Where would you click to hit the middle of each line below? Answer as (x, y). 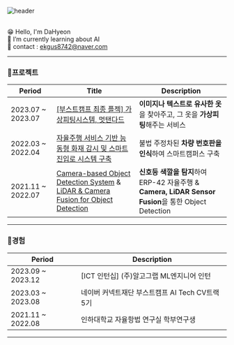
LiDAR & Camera (84, 191)
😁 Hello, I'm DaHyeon (39, 32)
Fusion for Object (85, 200)
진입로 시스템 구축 (84, 159)
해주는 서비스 (166, 125)
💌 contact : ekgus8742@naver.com (57, 46)
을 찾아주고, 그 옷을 (169, 115)
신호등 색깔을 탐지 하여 (173, 172)
